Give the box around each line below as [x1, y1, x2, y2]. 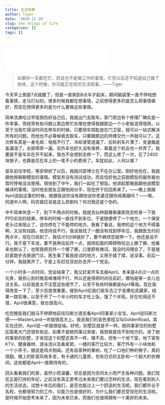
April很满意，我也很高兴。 [13, 300, 66, 305]
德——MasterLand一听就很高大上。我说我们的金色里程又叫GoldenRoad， [5, 316, 153, 322]
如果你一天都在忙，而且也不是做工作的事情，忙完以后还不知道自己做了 [17, 75, 160, 81]
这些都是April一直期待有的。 [13, 360, 71, 365]
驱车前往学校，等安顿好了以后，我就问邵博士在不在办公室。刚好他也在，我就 [5, 168, 160, 174]
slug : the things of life [5, 21, 58, 26]
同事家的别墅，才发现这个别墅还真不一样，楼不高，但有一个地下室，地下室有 [5, 335, 160, 340]
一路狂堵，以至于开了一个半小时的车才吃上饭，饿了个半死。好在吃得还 [9, 294, 151, 300]
